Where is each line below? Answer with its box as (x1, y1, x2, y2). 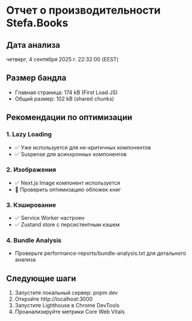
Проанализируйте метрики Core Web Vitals (14, 308, 125, 316)
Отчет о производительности (6, 4, 161, 17)
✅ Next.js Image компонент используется (14, 179, 120, 186)
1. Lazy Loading (6, 130, 52, 139)
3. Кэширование (6, 201, 57, 209)
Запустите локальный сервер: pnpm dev (14, 289, 118, 297)
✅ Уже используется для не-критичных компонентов (14, 144, 151, 151)
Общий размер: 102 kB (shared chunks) (14, 95, 114, 102)
